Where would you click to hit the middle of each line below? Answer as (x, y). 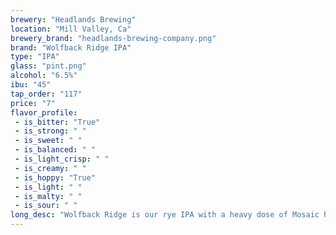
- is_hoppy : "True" (55, 177)
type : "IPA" (35, 57)
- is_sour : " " (46, 206)
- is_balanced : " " (55, 150)
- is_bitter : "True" (57, 122)
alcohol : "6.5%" (44, 76)
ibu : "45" (31, 85)
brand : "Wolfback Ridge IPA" (71, 47)
